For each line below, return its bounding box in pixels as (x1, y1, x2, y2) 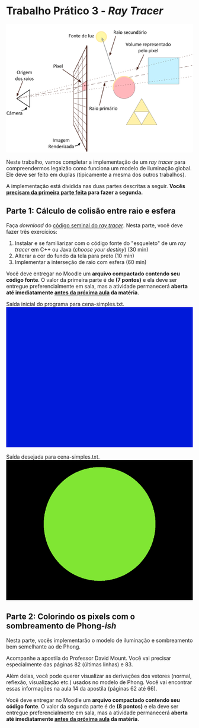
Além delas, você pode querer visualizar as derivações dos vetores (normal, (6, 672, 192, 679)
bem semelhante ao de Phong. (6, 643, 81, 650)
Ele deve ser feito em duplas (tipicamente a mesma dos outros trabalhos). (6, 171, 187, 179)
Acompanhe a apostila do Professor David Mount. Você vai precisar (6, 654, 172, 662)
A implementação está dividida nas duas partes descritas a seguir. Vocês (6, 183, 185, 190)
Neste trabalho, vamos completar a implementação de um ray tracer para (6, 158, 185, 166)
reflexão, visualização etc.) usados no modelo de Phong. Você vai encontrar (6, 678, 192, 686)
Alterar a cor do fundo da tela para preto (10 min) (14, 252, 134, 259)
